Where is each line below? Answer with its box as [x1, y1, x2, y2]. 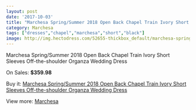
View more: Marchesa [6, 98, 59, 105]
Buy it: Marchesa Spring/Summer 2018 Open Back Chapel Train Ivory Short [6, 80, 187, 87]
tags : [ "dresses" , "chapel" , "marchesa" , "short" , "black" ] [6, 30, 145, 36]
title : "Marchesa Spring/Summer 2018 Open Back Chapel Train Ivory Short [6, 19, 190, 25]
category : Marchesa [6, 24, 54, 31]
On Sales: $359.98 [6, 69, 52, 76]
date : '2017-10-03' [6, 14, 54, 20]
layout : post [6, 8, 38, 15]
